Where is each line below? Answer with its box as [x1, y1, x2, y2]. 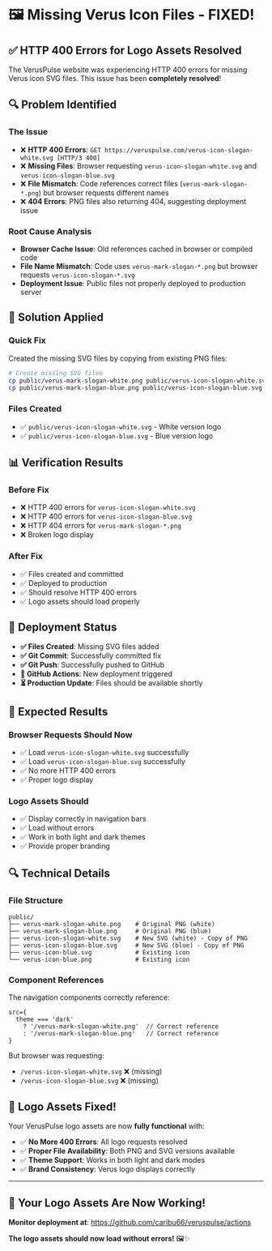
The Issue [8, 126, 49, 138]
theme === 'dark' [15, 1015, 74, 1024]
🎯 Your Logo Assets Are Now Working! [8, 1196, 206, 1210]
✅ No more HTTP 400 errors [19, 766, 117, 775]
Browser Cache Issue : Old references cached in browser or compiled [19, 244, 253, 254]
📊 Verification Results [8, 455, 124, 469]
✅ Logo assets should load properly [19, 596, 140, 606]
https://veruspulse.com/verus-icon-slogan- [104, 146, 253, 154]
